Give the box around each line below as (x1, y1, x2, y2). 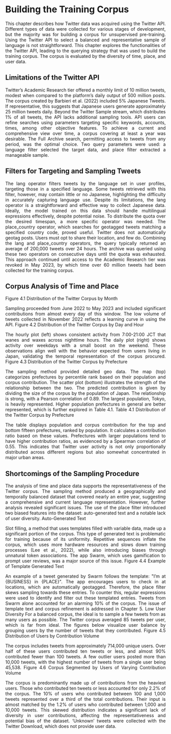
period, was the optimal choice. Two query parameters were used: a (5, 141, 166, 147)
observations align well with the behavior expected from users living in (5, 348, 166, 354)
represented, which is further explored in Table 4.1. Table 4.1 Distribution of (5, 407, 166, 413)
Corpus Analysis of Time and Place (5, 282, 119, 291)
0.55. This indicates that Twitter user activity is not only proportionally (5, 443, 166, 450)
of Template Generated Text (5, 563, 64, 570)
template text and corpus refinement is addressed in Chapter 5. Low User (5, 606, 166, 612)
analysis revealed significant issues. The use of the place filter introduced (5, 505, 166, 511)
